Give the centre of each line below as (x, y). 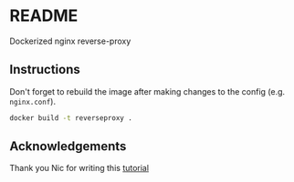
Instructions (45, 70)
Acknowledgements (68, 147)
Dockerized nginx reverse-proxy (70, 41)
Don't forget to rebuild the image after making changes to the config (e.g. (147, 91)
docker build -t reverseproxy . (71, 118)
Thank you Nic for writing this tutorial (79, 168)
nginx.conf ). (33, 101)
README (44, 16)
